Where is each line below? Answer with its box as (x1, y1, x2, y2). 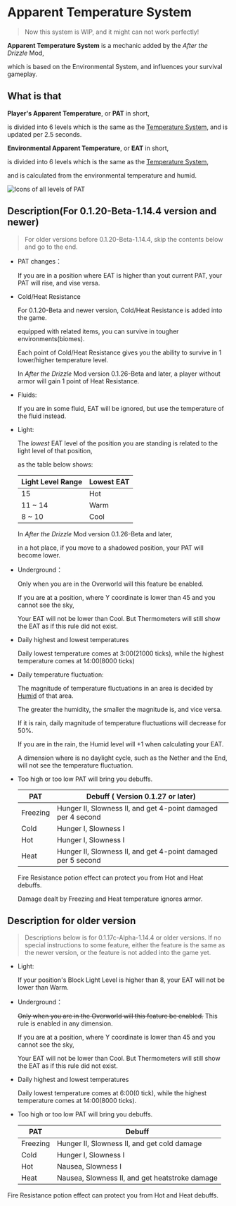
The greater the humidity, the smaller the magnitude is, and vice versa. (17, 705, 223, 713)
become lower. (17, 550, 61, 559)
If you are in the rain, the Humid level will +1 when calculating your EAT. (17, 739, 224, 748)
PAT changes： (17, 257, 62, 265)
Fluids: (17, 390, 37, 399)
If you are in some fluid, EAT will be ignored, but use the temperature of (17, 404, 225, 412)
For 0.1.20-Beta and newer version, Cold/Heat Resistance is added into (17, 306, 223, 314)
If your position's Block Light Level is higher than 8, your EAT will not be (17, 976, 225, 984)
